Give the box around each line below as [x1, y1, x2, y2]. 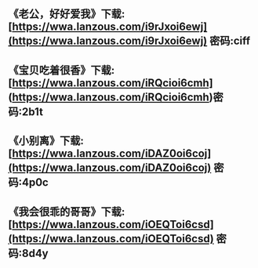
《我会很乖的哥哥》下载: [8, 205, 125, 218]
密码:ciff [209, 34, 251, 48]
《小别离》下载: [8, 134, 85, 147]
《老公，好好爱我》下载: [8, 7, 125, 21]
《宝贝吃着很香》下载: [8, 63, 115, 77]
